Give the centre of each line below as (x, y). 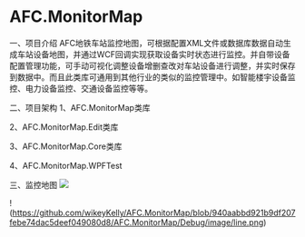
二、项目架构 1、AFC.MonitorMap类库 (80, 107)
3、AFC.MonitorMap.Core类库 (66, 146)
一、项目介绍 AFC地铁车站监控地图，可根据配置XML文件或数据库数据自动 (147, 43)
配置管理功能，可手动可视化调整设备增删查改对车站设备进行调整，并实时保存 (152, 65)
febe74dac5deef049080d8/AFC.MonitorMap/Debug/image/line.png (137, 222)
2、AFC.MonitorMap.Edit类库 (64, 127)
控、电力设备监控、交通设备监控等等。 (81, 88)
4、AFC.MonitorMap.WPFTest (66, 165)
